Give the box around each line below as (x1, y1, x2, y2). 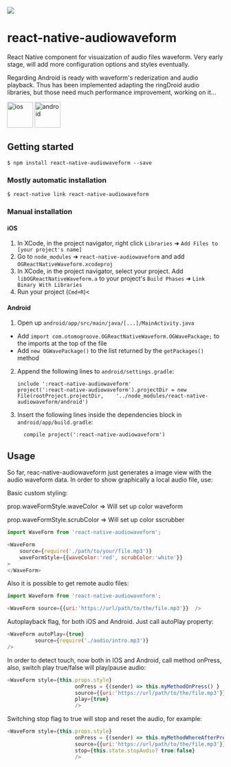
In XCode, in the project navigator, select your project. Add (16, 267, 184, 275)
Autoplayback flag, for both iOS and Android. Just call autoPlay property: (7, 618, 214, 626)
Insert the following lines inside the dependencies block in (16, 411, 182, 419)
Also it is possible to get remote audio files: (7, 579, 129, 587)
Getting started (7, 141, 74, 153)
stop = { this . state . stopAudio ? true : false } (74, 747, 195, 754)
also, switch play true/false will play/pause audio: (7, 663, 146, 671)
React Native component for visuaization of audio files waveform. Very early (7, 52, 223, 61)
